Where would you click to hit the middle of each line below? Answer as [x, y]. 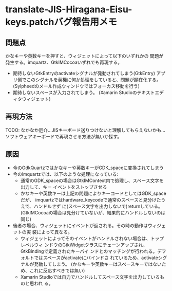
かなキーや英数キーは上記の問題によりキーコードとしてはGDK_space [93, 193]
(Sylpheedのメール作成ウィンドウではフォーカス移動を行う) [76, 86]
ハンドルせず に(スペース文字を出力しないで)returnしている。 [98, 206]
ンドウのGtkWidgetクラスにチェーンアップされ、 [96, 245]
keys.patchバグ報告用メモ [61, 22]
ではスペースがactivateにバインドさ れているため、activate [96, 258]
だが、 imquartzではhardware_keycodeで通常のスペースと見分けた [91, 199]
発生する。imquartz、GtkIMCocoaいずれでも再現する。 [64, 62]
